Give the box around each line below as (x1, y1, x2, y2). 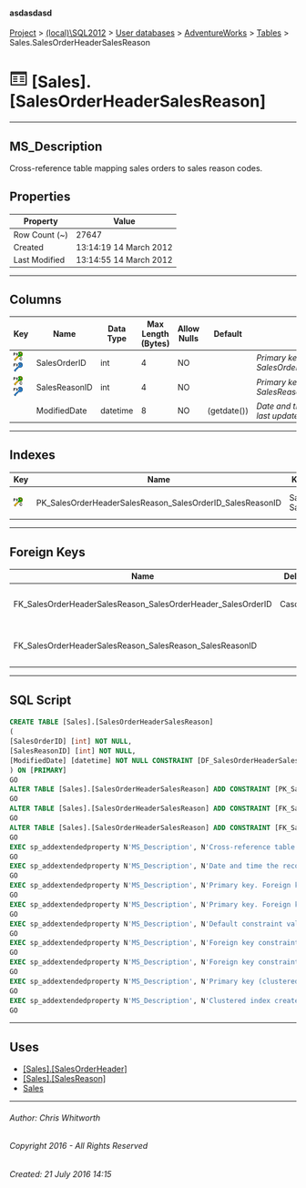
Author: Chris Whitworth (9, 1112, 101, 1123)
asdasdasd (9, 7, 53, 18)
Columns (9, 291, 62, 307)
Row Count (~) (13, 228, 68, 240)
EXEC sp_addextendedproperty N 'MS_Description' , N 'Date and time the (9, 861, 280, 871)
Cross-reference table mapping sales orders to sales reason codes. (9, 162, 263, 173)
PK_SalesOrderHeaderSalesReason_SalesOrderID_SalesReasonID (36, 497, 282, 508)
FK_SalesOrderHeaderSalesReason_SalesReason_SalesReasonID (13, 640, 258, 651)
